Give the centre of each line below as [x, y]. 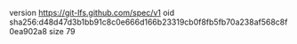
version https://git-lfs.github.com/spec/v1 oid [92, 13]
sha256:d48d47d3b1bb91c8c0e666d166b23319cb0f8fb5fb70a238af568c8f [148, 22]
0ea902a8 [28, 31]
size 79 [62, 31]
